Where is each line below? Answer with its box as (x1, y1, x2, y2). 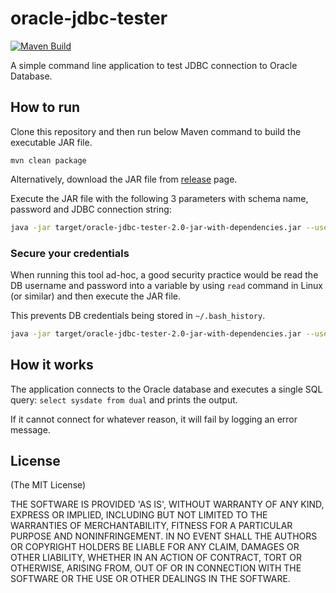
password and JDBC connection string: (10, 203, 172, 215)
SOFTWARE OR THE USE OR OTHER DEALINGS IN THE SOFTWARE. (10, 573, 291, 585)
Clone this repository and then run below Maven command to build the (10, 125, 302, 137)
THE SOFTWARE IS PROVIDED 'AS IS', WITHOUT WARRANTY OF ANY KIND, (10, 498, 325, 511)
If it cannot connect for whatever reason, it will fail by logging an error (10, 413, 298, 425)
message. (10, 423, 51, 436)
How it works (10, 357, 94, 374)
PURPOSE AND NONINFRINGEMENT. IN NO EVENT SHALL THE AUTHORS (10, 530, 318, 542)
